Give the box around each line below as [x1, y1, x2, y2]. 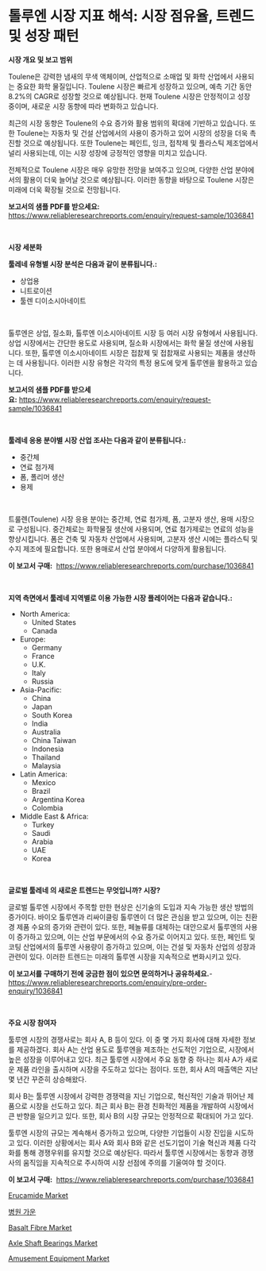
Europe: [19, 634, 46, 644]
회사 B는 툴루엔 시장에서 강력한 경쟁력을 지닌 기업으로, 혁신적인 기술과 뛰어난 [8, 1091, 246, 1100]
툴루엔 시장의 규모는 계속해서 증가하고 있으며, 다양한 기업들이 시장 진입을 [8, 1128, 233, 1138]
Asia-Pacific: [19, 684, 62, 695]
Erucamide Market [8, 1190, 69, 1200]
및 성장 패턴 [8, 27, 79, 45]
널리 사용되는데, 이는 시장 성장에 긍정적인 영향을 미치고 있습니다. [8, 148, 208, 157]
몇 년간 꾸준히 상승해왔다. [8, 1074, 87, 1084]
